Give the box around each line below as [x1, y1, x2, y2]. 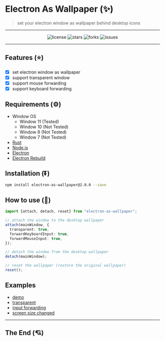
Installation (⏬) [5, 170, 50, 178]
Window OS [12, 113, 37, 119]
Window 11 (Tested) [19, 118, 59, 124]
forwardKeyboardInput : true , [9, 231, 69, 236]
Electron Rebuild [12, 155, 46, 161]
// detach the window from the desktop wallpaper [5, 250, 109, 255]
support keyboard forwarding [12, 85, 72, 91]
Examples [5, 281, 36, 289]
